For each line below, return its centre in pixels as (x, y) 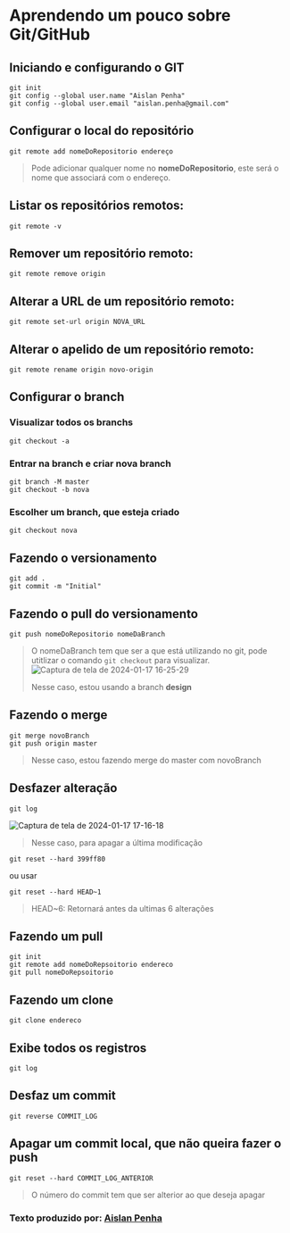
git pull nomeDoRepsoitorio (62, 973)
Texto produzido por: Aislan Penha (86, 1218)
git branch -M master (50, 482)
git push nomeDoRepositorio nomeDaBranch (87, 634)
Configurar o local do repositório (102, 131)
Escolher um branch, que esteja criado (95, 512)
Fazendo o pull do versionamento (104, 614)
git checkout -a (39, 441)
